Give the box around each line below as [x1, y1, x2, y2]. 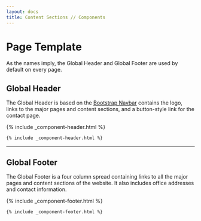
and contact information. [6, 186, 67, 193]
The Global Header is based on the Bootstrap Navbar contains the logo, [6, 99, 182, 106]
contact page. [6, 112, 41, 119]
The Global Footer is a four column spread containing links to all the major [6, 173, 188, 180]
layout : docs [6, 8, 39, 15]
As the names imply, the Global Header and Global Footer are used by [6, 60, 178, 67]
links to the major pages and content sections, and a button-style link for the [6, 106, 194, 113]
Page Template [6, 40, 82, 54]
